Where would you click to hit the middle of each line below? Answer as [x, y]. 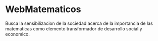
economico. [18, 34]
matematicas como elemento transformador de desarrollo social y [74, 28]
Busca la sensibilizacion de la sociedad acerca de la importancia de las [79, 23]
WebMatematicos [43, 9]
